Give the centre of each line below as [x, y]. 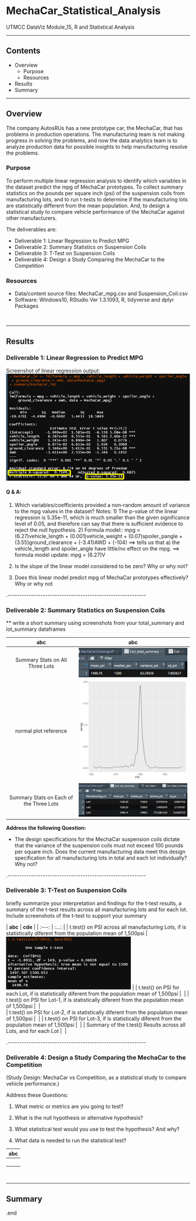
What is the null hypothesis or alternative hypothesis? [79, 1118]
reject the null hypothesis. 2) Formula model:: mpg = [77, 530]
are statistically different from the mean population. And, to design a [88, 206]
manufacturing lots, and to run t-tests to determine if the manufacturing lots [97, 199]
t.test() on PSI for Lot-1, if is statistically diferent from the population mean [95, 1000]
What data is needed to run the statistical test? [70, 1141]
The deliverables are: [32, 229]
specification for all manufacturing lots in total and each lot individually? [101, 858]
